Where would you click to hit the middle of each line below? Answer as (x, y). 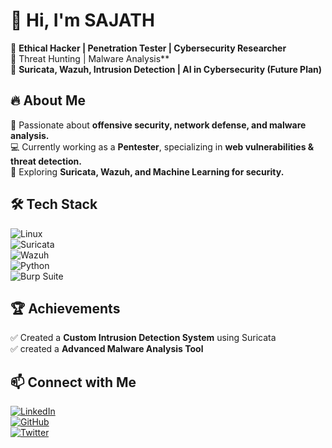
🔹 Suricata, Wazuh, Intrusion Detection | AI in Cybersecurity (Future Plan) (166, 69)
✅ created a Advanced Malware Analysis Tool (107, 349)
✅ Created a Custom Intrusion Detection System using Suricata (143, 338)
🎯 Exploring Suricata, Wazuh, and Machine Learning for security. (147, 171)
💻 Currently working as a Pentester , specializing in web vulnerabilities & (162, 146)
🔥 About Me (48, 100)
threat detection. (46, 161)
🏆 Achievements (65, 308)
